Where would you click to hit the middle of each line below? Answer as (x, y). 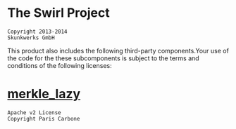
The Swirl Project (59, 13)
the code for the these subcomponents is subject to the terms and (103, 58)
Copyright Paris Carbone (44, 118)
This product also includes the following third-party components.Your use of (118, 50)
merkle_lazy (44, 94)
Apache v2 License (34, 113)
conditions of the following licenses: (60, 65)
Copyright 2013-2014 (38, 32)
